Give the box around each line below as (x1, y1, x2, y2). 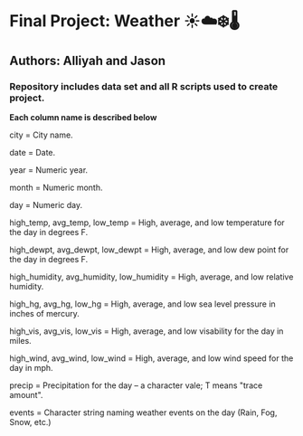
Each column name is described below (9, 111, 157, 122)
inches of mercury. (9, 308, 80, 318)
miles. (9, 335, 32, 346)
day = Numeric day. (9, 199, 83, 210)
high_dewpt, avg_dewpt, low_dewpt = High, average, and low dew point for (9, 244, 289, 255)
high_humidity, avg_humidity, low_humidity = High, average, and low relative (9, 271, 294, 282)
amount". (9, 389, 43, 400)
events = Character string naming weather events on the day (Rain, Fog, (9, 407, 278, 418)
